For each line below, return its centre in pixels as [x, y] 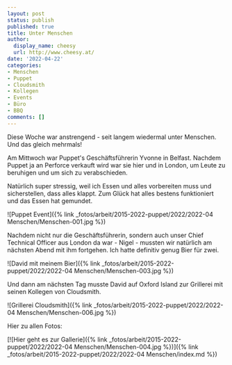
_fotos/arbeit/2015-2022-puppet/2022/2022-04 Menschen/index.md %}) [112, 354]
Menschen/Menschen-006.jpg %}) [66, 312]
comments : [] [26, 117]
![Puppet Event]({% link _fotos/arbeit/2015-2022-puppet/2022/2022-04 [110, 214]
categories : [24, 65]
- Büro [17, 104]
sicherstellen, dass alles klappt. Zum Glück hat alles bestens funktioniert [110, 193]
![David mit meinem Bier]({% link [54, 263]
